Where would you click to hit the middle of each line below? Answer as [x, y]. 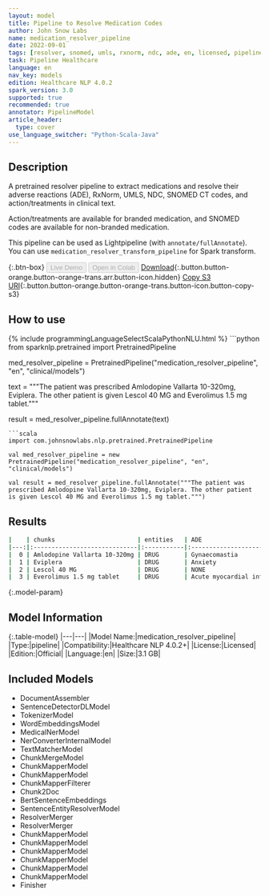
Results [28, 521]
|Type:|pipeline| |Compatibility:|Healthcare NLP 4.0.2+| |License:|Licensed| [132, 646]
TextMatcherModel [51, 749]
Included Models [51, 679]
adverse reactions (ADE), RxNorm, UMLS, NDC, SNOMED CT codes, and [128, 195]
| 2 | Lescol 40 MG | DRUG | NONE [107, 570]
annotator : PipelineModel [51, 113]
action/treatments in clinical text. [62, 203]
